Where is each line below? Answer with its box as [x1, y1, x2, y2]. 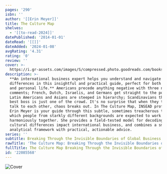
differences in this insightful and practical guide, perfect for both [9, 81, 162, 86]
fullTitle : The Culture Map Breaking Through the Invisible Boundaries [5, 146, 157, 151]
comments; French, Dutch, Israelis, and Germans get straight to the [9, 90, 157, 95]
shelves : [5, 26, 23, 31]
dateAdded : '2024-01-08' [5, 44, 57, 49]
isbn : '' [5, 12, 23, 17]
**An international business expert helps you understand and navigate [9, 76, 162, 81]
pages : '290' [5, 7, 32, 12]
